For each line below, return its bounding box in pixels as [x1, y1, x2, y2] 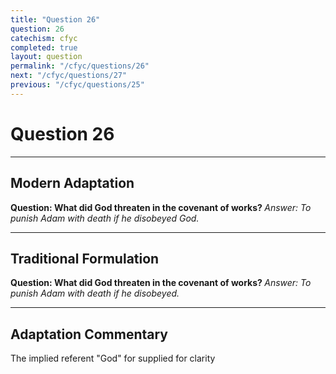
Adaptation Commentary [10, 326, 168, 343]
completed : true [10, 42, 78, 53]
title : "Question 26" [10, 14, 101, 25]
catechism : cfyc [10, 33, 78, 43]
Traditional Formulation [10, 250, 160, 267]
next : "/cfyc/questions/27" [10, 71, 128, 81]
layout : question [10, 52, 83, 62]
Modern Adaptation [10, 175, 135, 192]
